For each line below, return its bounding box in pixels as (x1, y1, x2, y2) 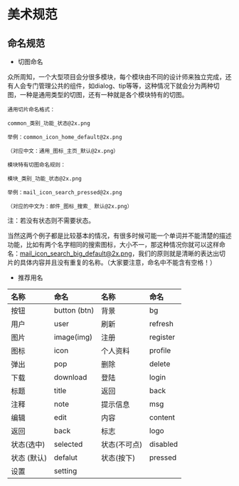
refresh (149, 319, 174, 328)
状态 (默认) (11, 453, 48, 462)
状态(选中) (11, 440, 46, 450)
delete (149, 359, 171, 368)
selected (53, 440, 83, 449)
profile (149, 345, 171, 355)
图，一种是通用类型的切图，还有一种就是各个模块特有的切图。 (7, 91, 188, 98)
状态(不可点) (100, 440, 143, 450)
